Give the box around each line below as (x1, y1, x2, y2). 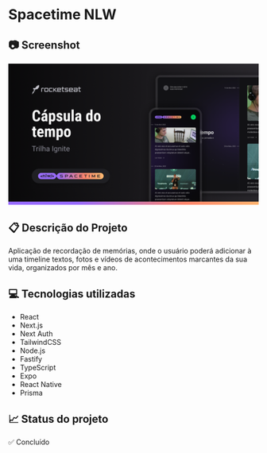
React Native (19, 380, 62, 389)
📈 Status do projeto (8, 412, 109, 426)
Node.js (19, 346, 46, 355)
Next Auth (19, 329, 53, 339)
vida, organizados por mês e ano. (8, 263, 118, 273)
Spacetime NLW (8, 6, 117, 24)
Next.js (19, 320, 44, 331)
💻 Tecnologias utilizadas (8, 287, 136, 300)
